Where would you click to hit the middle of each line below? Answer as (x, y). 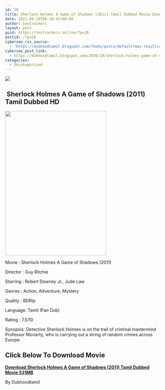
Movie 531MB (19, 372)
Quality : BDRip (20, 300)
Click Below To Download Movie (55, 355)
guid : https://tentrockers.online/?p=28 (47, 33)
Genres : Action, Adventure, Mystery (42, 291)
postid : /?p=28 (21, 38)
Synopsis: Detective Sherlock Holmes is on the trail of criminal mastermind (81, 329)
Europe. (13, 340)
